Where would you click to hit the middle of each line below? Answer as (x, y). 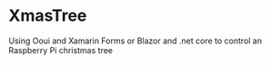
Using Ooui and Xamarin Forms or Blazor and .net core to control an (135, 41)
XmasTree (48, 16)
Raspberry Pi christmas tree (60, 50)
